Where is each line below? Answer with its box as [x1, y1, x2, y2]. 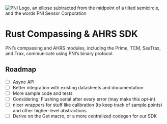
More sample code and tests [12, 90, 73, 96]
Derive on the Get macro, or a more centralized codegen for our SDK [12, 113, 157, 119]
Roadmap [5, 65, 37, 74]
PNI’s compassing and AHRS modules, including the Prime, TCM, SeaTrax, [5, 45, 161, 51]
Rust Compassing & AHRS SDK [5, 28, 138, 40]
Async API [12, 79, 35, 85]
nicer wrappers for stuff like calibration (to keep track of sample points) [12, 102, 163, 108]
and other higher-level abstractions [12, 108, 87, 114]
